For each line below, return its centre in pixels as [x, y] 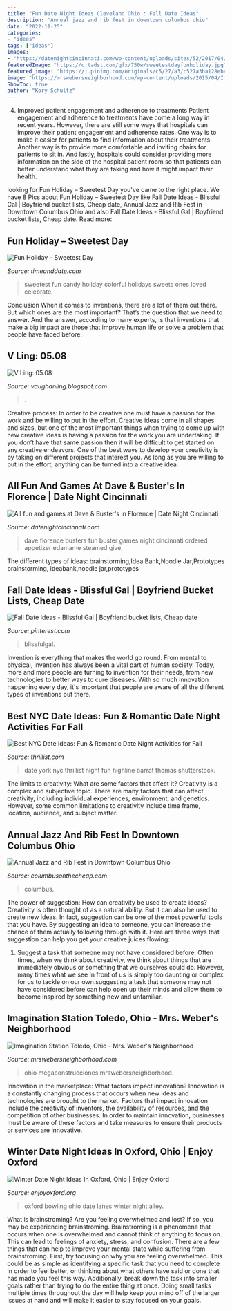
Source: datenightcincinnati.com [54, 527]
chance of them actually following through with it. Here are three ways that [113, 932]
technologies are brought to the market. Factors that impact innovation [108, 1100]
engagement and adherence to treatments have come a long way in [113, 117]
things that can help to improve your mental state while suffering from [106, 1249]
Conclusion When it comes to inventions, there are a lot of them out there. [112, 305]
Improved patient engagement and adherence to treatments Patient [113, 111]
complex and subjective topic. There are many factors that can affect [105, 791]
